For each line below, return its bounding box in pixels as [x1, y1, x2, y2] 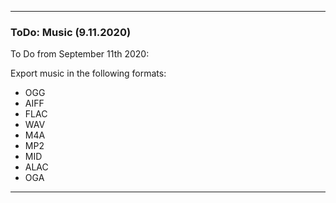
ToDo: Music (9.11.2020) [10, 25, 132, 39]
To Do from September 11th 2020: [10, 48, 150, 60]
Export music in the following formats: [10, 67, 167, 80]
